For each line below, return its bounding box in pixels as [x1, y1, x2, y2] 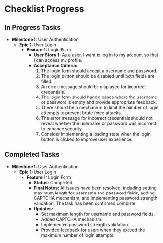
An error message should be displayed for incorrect [41, 84, 146, 90]
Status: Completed [33, 179, 73, 185]
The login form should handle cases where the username [41, 94, 157, 100]
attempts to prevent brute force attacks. [41, 110, 122, 116]
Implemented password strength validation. [41, 221, 129, 227]
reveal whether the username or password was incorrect [41, 120, 156, 126]
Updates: [33, 205, 54, 211]
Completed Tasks [4, 150, 60, 159]
